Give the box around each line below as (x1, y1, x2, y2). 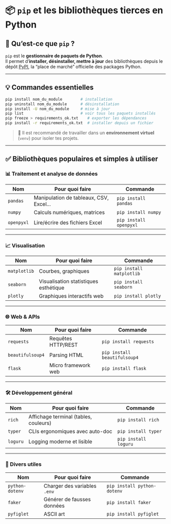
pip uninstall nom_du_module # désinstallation (5, 101, 120, 107)
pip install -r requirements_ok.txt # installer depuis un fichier (5, 121, 154, 126)
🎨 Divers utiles (5, 461, 42, 468)
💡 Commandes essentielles (5, 83, 94, 92)
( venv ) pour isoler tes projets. (17, 135, 79, 141)
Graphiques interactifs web (39, 293, 104, 300)
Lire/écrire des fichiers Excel (34, 219, 102, 226)
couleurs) (28, 419, 52, 426)
